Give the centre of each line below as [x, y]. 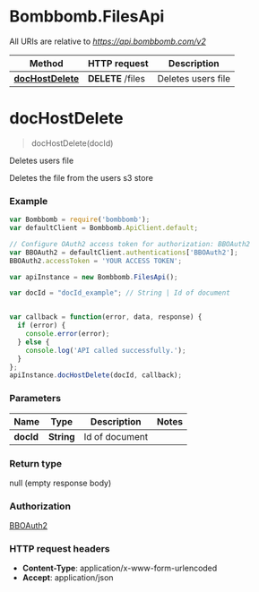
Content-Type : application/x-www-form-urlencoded [120, 568]
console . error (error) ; [68, 334]
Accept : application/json [68, 578]
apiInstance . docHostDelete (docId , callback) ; [95, 375]
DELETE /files [117, 78]
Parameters [35, 399]
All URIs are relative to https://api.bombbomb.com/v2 [108, 41]
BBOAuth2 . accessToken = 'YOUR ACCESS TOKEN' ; [95, 261]
